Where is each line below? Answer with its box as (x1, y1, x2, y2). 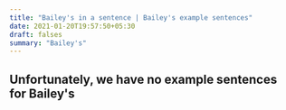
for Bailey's (9, 86, 75, 101)
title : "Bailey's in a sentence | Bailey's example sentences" (9, 13, 253, 23)
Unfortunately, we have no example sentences (9, 71, 278, 87)
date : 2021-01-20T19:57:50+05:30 (9, 22, 136, 31)
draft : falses (9, 30, 63, 39)
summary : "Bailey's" (9, 38, 88, 48)
